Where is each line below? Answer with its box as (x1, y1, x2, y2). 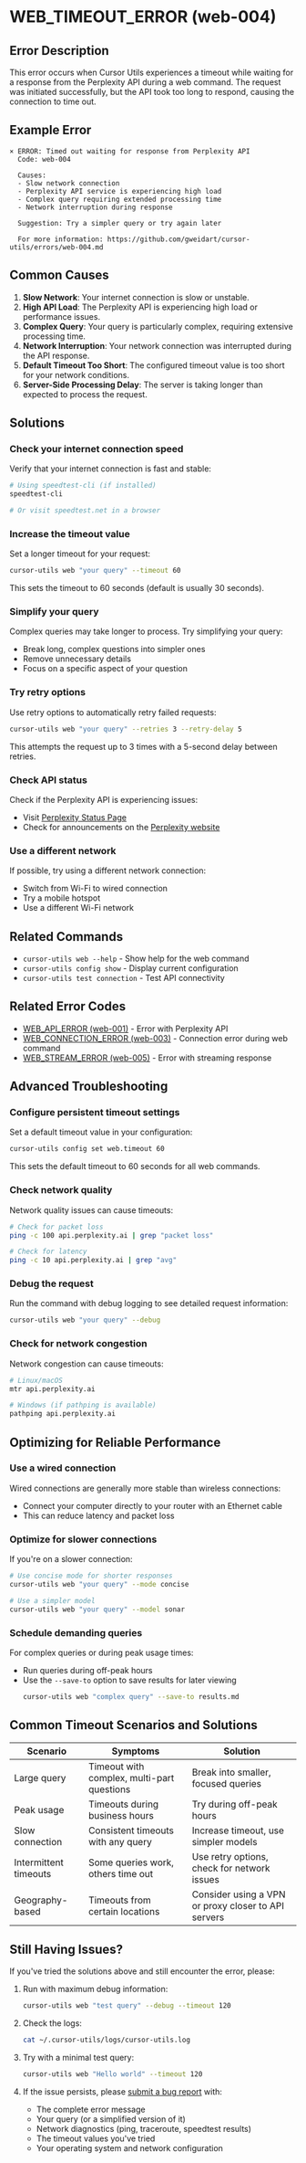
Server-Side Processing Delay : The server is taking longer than (22, 379, 263, 390)
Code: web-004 (17, 154, 71, 164)
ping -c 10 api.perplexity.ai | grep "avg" (9, 1256, 178, 1265)
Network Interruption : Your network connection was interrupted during (22, 340, 292, 351)
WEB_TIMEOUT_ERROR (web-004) (9, 6, 277, 27)
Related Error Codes (9, 998, 126, 1015)
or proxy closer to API (191, 1899, 285, 1912)
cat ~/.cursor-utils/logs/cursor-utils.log (22, 2035, 191, 2045)
